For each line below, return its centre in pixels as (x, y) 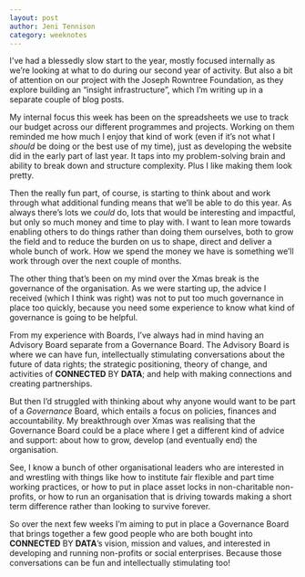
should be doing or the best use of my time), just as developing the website (151, 146)
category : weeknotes (49, 35)
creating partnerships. (51, 383)
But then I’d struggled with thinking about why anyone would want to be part (152, 402)
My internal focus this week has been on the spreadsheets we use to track (149, 117)
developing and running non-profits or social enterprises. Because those (146, 553)
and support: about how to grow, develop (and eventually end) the (133, 440)
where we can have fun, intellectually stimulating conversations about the (147, 355)
